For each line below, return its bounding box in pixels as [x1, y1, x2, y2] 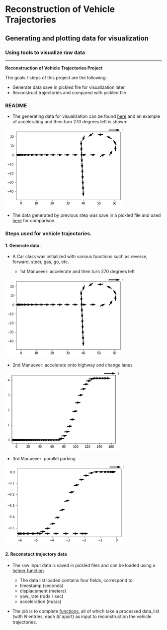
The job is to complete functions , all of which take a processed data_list [12, 608, 160, 614]
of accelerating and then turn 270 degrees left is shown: [12, 119, 128, 125]
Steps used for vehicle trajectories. [5, 230, 92, 237]
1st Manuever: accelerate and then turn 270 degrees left [19, 269, 135, 275]
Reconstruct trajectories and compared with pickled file [12, 89, 126, 95]
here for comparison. [12, 218, 56, 224]
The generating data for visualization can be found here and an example [12, 113, 161, 119]
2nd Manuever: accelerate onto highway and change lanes [12, 362, 133, 368]
